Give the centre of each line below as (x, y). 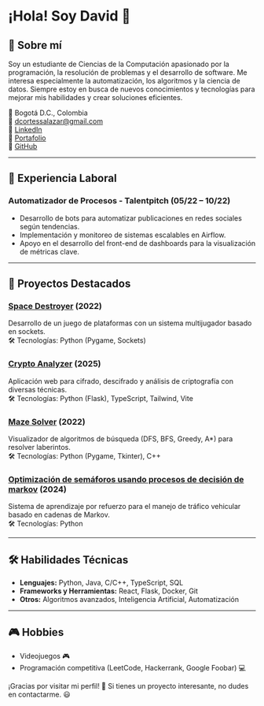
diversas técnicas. (38, 389)
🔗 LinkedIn (25, 130)
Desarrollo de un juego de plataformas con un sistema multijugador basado (130, 323)
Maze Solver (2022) (47, 422)
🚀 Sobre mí (35, 45)
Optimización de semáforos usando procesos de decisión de (126, 479)
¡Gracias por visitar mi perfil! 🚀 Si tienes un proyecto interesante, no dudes (128, 686)
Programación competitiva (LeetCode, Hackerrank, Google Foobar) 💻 (132, 667)
